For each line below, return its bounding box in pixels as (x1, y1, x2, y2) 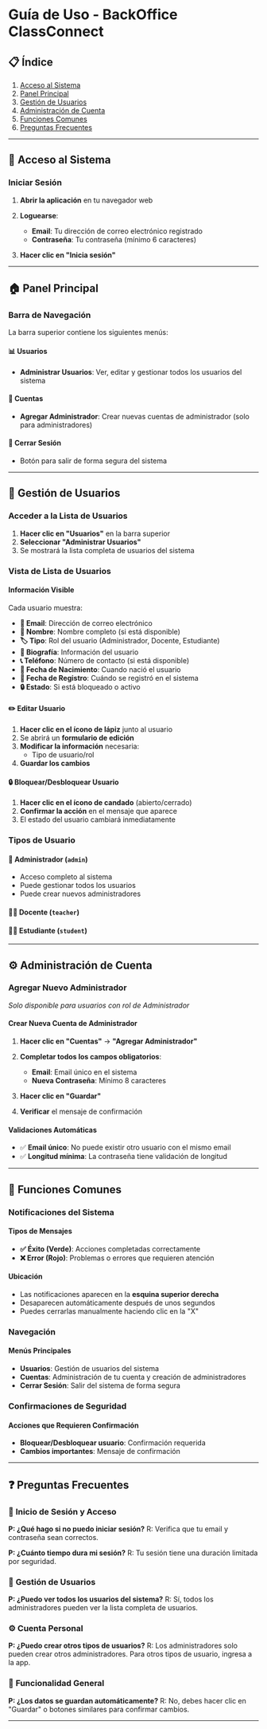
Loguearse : (19, 210, 59, 220)
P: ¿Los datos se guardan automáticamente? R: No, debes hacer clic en (8, 1696, 246, 1705)
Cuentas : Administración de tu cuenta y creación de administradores (19, 1373, 246, 1382)
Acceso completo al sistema (19, 872, 113, 882)
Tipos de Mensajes (8, 1226, 73, 1236)
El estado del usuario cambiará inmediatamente (19, 815, 176, 824)
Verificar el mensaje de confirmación (19, 1106, 143, 1117)
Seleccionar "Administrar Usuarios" (19, 536, 141, 547)
